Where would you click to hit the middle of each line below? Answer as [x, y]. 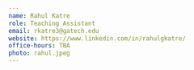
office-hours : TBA [39, 46]
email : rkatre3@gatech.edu [54, 31]
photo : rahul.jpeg [39, 53]
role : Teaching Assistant [52, 23]
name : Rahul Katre [39, 16]
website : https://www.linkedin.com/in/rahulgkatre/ [97, 38]
